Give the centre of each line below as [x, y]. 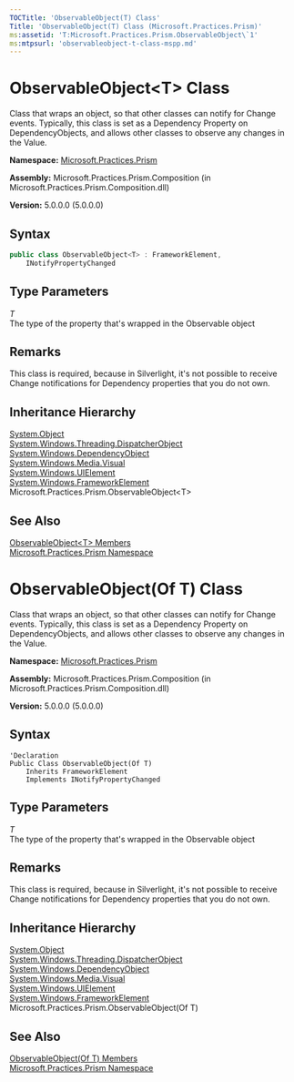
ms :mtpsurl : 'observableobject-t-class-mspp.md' [103, 43]
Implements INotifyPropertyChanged [93, 780]
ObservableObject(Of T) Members [74, 1058]
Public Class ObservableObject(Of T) [81, 763]
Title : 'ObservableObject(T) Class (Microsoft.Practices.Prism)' [136, 26]
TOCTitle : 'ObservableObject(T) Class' [85, 18]
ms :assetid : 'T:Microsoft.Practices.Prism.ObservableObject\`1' [134, 35]
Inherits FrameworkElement [77, 771]
